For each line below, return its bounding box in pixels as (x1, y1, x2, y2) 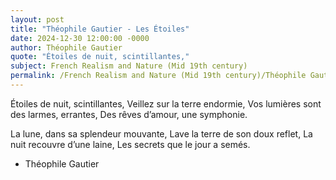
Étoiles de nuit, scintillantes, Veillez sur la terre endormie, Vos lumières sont (10, 97, 322, 110)
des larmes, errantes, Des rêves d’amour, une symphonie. (10, 108, 248, 120)
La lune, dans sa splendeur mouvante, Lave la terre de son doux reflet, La (10, 127, 313, 140)
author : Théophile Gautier (10, 42, 123, 53)
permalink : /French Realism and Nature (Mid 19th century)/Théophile (10, 71, 307, 81)
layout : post (10, 14, 65, 25)
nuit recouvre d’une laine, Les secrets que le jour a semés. (10, 138, 251, 150)
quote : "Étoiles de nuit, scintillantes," (10, 52, 190, 62)
